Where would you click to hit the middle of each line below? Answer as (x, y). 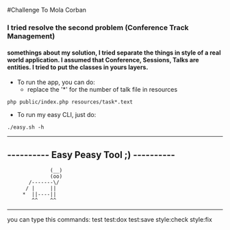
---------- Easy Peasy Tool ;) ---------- (91, 154)
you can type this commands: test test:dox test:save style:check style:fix (110, 219)
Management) (31, 36)
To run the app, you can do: (56, 82)
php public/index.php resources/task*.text (70, 102)
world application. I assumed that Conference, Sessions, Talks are (103, 60)
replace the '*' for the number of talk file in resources (102, 90)
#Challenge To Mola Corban (47, 10)
